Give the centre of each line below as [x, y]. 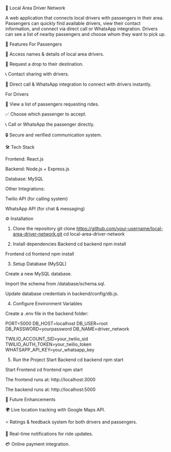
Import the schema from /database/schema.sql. [55, 284]
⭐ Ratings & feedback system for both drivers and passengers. [71, 422]
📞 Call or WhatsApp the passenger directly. [50, 124]
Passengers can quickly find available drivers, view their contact [73, 23]
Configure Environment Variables [47, 303]
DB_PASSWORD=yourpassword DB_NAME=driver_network [67, 329]
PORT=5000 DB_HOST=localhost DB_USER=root [57, 323]
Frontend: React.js [25, 159]
